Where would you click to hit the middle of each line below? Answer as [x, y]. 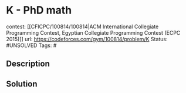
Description [28, 64]
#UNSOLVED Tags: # [31, 45]
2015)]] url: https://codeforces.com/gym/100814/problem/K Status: [87, 39]
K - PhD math [39, 10]
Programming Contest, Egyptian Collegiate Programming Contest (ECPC [93, 32]
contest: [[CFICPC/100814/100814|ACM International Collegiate [82, 26]
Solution [22, 84]
